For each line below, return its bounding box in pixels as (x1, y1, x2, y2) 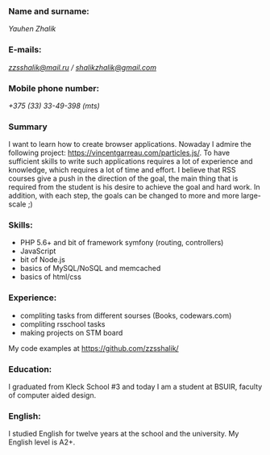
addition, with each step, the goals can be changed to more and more (8, 191, 239, 201)
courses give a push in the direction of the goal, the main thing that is (8, 173, 239, 183)
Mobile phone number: (8, 82, 99, 94)
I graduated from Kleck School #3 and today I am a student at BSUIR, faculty (8, 382, 263, 392)
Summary (8, 121, 48, 132)
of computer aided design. (8, 390, 97, 400)
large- (240, 191, 262, 201)
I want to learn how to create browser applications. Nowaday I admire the (8, 140, 251, 149)
